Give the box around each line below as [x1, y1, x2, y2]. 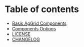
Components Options [11, 25, 56, 31]
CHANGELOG [11, 36, 40, 42]
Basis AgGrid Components [11, 20, 67, 26]
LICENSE [11, 31, 31, 37]
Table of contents [4, 4, 79, 15]
